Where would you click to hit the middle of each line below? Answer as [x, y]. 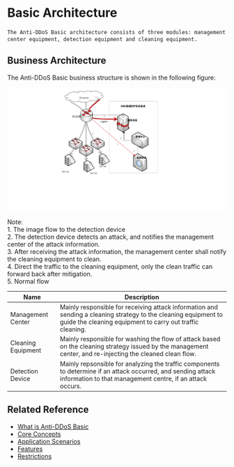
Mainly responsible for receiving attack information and [139, 307]
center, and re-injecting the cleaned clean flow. [128, 354]
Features [30, 449]
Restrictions [34, 456]
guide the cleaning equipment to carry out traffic [130, 322]
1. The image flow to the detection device [66, 230]
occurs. [71, 386]
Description [142, 297]
